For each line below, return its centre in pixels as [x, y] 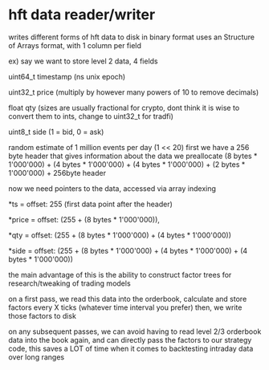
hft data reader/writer [82, 15]
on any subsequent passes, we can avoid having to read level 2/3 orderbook [135, 331]
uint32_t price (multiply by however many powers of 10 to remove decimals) [134, 92]
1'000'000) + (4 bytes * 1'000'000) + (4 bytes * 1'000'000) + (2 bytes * [127, 164]
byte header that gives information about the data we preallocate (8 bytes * [133, 156]
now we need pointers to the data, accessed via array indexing [112, 188]
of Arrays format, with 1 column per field [75, 45]
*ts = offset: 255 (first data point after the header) [90, 204]
